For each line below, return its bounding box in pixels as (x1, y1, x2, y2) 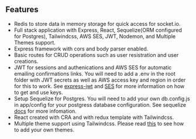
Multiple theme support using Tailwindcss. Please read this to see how (13, 120, 184, 127)
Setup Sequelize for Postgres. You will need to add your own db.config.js (13, 95, 191, 102)
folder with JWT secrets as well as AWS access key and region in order (13, 76, 186, 83)
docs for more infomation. (13, 107, 77, 114)
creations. (13, 57, 39, 65)
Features (5, 5, 39, 15)
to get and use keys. (13, 89, 63, 96)
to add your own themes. (13, 126, 74, 133)
